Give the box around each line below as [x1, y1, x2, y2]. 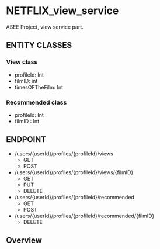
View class [6, 58, 38, 66]
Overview [6, 236, 43, 245]
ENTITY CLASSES [6, 40, 72, 50]
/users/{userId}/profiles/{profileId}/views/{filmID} [14, 168, 134, 176]
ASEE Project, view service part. [6, 23, 84, 30]
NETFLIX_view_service [6, 4, 119, 18]
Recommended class [6, 98, 67, 106]
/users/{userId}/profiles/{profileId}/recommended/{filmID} [14, 212, 155, 219]
